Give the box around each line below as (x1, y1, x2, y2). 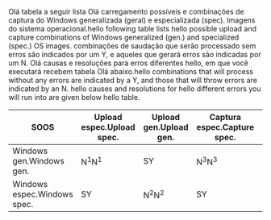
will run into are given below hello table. (8, 93, 140, 102)
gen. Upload (143, 122, 189, 132)
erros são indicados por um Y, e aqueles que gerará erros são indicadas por (8, 50, 261, 59)
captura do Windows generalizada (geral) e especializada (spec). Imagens (8, 15, 256, 25)
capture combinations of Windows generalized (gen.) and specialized (8, 32, 240, 42)
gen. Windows (12, 156, 65, 166)
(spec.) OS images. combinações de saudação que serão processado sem (8, 41, 256, 51)
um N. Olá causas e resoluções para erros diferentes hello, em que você (8, 58, 248, 68)
